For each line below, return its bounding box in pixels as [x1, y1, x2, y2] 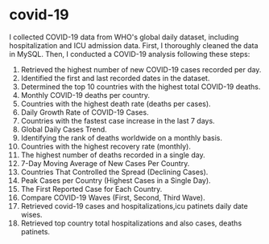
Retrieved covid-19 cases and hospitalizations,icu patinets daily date [20, 201, 248, 210]
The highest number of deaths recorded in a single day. [20, 150, 205, 160]
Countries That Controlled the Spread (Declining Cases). [20, 167, 209, 177]
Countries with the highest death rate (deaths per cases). [20, 99, 212, 108]
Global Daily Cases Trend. [20, 124, 107, 134]
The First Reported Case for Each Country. [20, 184, 163, 193]
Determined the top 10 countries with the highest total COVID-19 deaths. [20, 82, 261, 91]
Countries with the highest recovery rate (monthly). [20, 141, 192, 151]
